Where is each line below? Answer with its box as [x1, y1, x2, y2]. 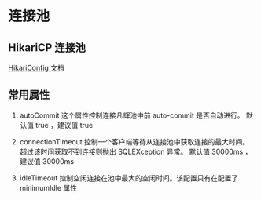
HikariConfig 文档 [8, 64, 65, 72]
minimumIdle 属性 [19, 183, 77, 192]
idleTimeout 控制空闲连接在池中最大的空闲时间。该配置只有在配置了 [19, 173, 239, 183]
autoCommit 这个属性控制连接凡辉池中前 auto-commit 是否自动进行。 [19, 111, 245, 120]
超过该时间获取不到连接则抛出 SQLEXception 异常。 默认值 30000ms [19, 147, 244, 156]
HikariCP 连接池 [8, 41, 86, 54]
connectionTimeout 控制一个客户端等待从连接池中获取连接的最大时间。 [19, 136, 250, 146]
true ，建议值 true [35, 120, 94, 129]
